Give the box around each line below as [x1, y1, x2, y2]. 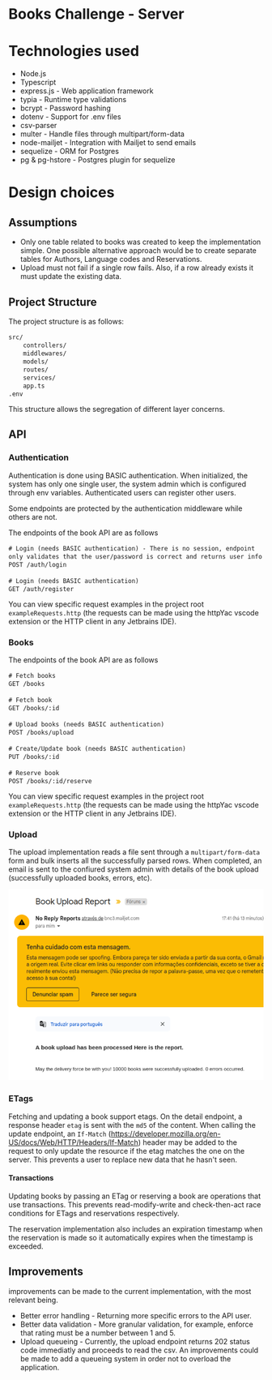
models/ [23, 358, 49, 366]
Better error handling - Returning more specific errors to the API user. [19, 1310, 253, 1320]
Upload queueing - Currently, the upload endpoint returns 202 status [19, 1336, 251, 1346]
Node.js [19, 69, 47, 79]
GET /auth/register [8, 585, 74, 593]
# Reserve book [8, 769, 60, 777]
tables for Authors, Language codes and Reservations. [19, 255, 202, 264]
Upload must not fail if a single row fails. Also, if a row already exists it [19, 263, 253, 272]
